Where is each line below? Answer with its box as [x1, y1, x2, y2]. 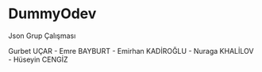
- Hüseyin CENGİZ [8, 55, 69, 64]
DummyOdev [8, 5, 97, 23]
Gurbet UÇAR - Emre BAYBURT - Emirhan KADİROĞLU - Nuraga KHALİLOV [8, 46, 254, 55]
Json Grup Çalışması [8, 31, 76, 40]
